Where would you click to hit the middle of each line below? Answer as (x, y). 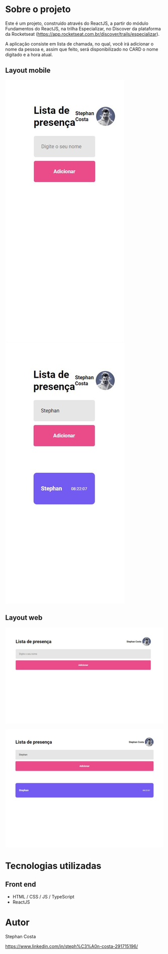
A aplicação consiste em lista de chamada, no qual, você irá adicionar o (79, 43)
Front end (21, 884)
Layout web (24, 618)
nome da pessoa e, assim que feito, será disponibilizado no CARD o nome (82, 49)
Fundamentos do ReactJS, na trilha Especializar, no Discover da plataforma (83, 28)
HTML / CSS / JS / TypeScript (43, 896)
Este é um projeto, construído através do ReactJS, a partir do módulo (77, 23)
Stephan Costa (21, 936)
